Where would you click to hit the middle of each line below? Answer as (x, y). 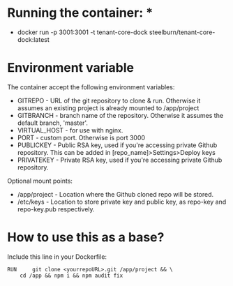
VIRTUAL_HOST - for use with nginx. (70, 130)
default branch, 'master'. (53, 123)
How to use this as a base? (86, 238)
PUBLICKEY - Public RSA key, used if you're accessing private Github (117, 145)
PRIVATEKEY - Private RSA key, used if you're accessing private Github (120, 160)
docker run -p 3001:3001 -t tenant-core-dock (82, 32)
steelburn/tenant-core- (182, 32)
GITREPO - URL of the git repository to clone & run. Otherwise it (109, 100)
